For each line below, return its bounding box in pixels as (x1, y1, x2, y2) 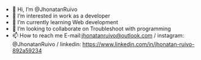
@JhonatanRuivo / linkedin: (12, 41, 81, 48)
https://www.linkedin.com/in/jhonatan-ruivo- (82, 41, 195, 48)
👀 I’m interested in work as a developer (12, 12, 111, 19)
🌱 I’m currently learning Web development (12, 19, 119, 25)
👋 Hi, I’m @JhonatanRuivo (12, 6, 78, 13)
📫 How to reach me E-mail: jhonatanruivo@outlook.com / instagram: (12, 32, 185, 39)
